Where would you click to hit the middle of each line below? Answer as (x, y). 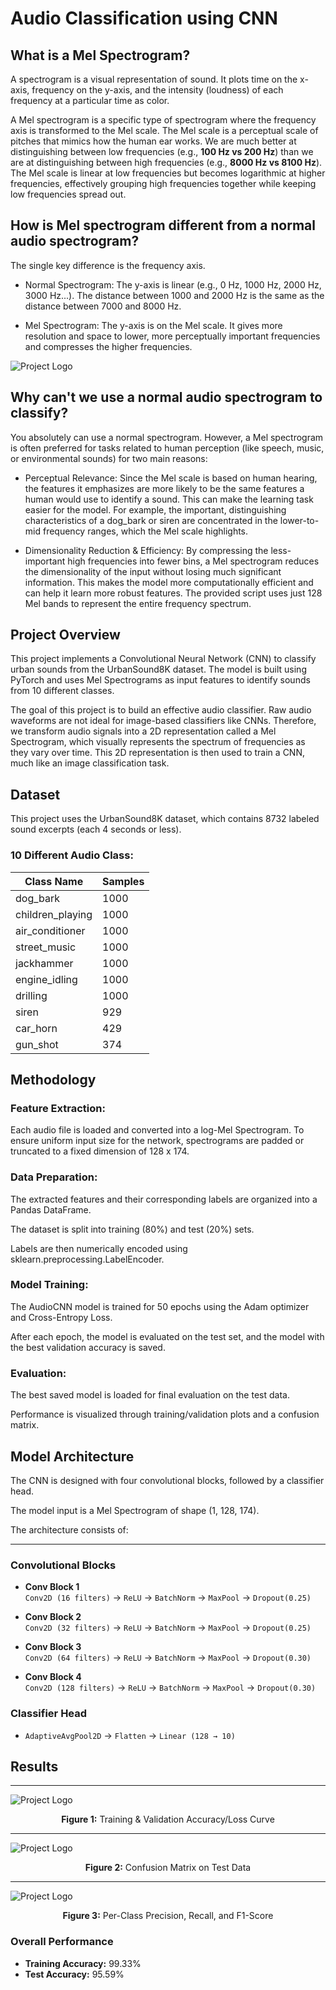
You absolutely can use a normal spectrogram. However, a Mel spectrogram (167, 437)
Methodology (53, 1079)
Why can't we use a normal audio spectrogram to (166, 397)
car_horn (36, 1028)
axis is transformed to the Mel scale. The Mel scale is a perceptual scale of (164, 130)
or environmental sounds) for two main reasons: (109, 458)
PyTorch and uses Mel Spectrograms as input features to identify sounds (160, 680)
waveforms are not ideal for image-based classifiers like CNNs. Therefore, (163, 721)
